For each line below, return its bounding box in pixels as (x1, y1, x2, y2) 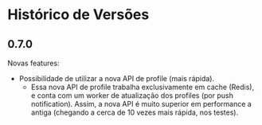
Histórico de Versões (7, 6, 150, 24)
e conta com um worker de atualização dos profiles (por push (30, 91, 234, 100)
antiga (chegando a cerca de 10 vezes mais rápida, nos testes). (30, 107, 239, 117)
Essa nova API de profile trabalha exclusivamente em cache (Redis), (30, 82, 255, 92)
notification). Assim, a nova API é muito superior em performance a (30, 100, 252, 108)
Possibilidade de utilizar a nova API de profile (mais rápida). (18, 74, 215, 83)
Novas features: (7, 58, 61, 68)
